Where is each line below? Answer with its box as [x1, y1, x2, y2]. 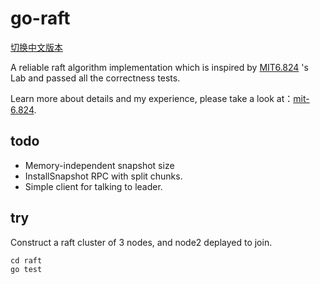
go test [10, 264, 43, 274]
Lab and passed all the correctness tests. [10, 72, 181, 84]
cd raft [10, 255, 43, 266]
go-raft [10, 7, 71, 30]
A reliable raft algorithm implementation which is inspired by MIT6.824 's [10, 61, 309, 73]
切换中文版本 [10, 41, 63, 53]
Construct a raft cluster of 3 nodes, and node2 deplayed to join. [10, 236, 273, 248]
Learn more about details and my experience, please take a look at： [10, 92, 294, 104]
